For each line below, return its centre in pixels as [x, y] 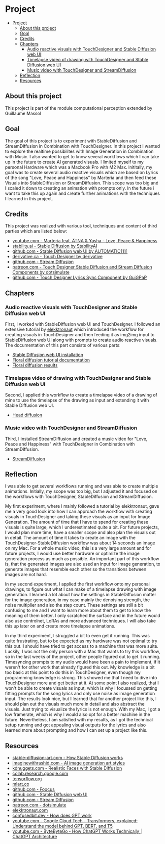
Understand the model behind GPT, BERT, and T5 [63, 826]
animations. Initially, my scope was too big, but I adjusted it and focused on [81, 491]
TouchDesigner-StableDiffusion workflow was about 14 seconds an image [80, 543]
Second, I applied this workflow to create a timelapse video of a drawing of [81, 395]
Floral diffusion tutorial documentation [51, 360]
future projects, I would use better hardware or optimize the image [72, 554]
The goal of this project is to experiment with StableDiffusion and [71, 141]
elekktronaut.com [30, 810]
